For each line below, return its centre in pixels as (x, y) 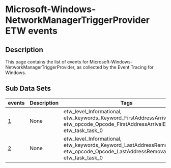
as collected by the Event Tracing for (115, 67)
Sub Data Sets (28, 89)
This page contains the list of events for (47, 62)
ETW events (31, 31)
